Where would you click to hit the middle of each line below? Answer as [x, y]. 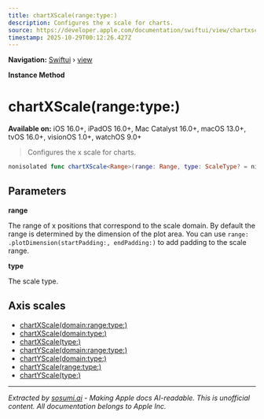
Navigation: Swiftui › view [50, 60]
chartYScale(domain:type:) [63, 358]
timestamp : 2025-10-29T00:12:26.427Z [70, 37]
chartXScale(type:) [50, 341]
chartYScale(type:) [50, 375]
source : [21, 30]
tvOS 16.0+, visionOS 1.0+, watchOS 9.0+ [75, 137]
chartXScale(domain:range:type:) [73, 324]
